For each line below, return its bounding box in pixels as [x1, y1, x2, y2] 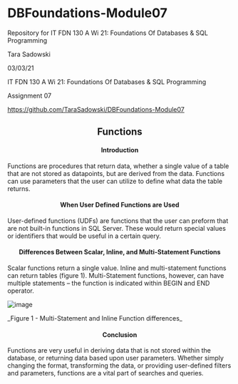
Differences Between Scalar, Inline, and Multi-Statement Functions [19, 248, 221, 256]
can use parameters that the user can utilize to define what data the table [7, 177, 223, 185]
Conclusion [102, 330, 138, 339]
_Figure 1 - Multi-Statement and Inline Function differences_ [7, 313, 183, 322]
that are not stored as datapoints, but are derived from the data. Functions [7, 169, 225, 177]
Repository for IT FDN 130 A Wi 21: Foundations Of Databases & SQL [7, 28, 209, 37]
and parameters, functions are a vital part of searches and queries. [7, 369, 205, 378]
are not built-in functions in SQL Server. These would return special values [7, 224, 227, 232]
